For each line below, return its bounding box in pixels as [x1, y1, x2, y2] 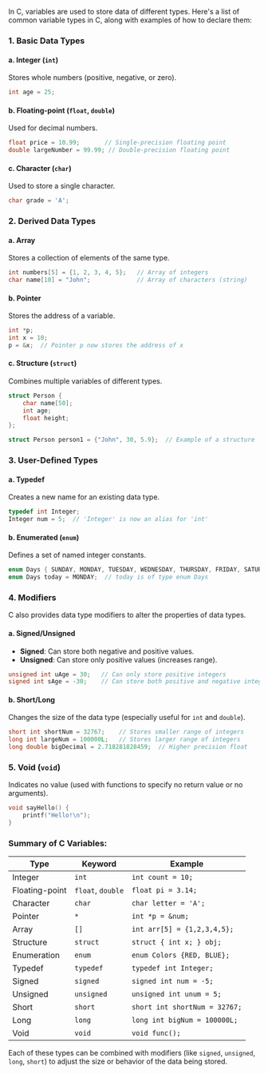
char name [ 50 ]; [22, 399, 73, 407]
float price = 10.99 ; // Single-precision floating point [8, 139, 227, 147]
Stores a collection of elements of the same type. [8, 253, 170, 263]
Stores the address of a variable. [8, 311, 116, 320]
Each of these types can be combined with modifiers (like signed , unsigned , [8, 1048, 255, 1058]
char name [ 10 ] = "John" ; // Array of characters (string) [8, 276, 248, 284]
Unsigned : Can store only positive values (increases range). [19, 654, 218, 664]
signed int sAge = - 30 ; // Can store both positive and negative [8, 678, 241, 686]
